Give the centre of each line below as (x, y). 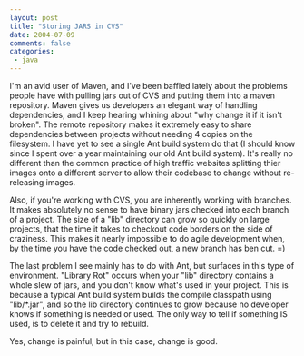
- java (26, 60)
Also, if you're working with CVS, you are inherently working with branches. (151, 200)
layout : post (34, 18)
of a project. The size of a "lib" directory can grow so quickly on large (139, 219)
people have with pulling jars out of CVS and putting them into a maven (142, 95)
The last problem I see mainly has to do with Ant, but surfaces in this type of (152, 266)
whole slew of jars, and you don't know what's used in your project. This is (149, 285)
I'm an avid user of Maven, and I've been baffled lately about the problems (148, 86)
